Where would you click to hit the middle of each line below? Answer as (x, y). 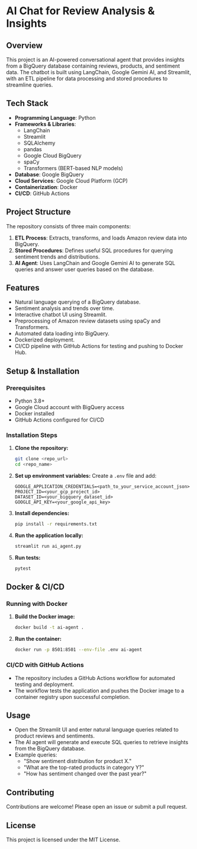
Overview (25, 45)
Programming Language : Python (55, 117)
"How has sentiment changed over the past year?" (85, 774)
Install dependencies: (42, 513)
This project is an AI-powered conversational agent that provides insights (95, 60)
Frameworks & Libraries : (45, 124)
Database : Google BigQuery (49, 174)
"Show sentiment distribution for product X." (77, 761)
